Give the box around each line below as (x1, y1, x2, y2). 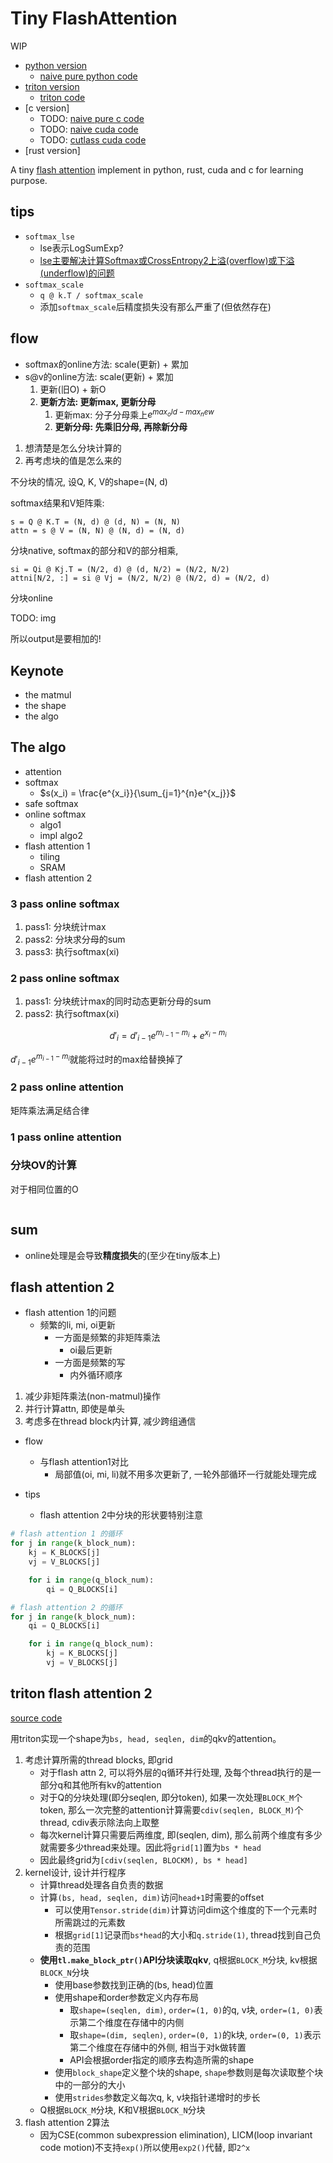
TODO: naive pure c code (39, 112, 145, 124)
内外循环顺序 (69, 1369, 123, 1381)
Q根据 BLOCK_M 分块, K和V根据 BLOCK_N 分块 (39, 2103, 206, 2116)
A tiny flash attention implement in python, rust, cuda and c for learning (10, 163, 304, 176)
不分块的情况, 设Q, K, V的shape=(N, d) (10, 476, 168, 488)
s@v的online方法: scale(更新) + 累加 (24, 370, 174, 382)
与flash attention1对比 (39, 1456, 129, 1468)
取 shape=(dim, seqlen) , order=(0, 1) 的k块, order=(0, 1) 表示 (69, 2028, 322, 2041)
